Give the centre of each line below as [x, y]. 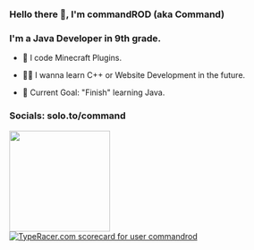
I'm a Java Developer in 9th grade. [85, 38]
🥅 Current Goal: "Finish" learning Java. [93, 92]
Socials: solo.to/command [68, 116]
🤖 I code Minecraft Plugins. [72, 58]
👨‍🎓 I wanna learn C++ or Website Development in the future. [134, 75]
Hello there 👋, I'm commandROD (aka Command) [117, 14]
